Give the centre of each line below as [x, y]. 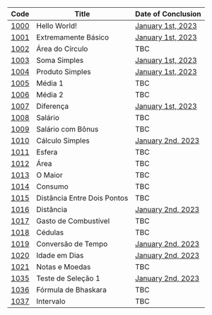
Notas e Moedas [64, 267]
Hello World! [57, 26]
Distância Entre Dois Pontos [82, 198]
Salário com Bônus [67, 129]
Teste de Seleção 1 [68, 278]
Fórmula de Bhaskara [72, 290]
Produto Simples [64, 72]
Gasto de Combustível [73, 221]
